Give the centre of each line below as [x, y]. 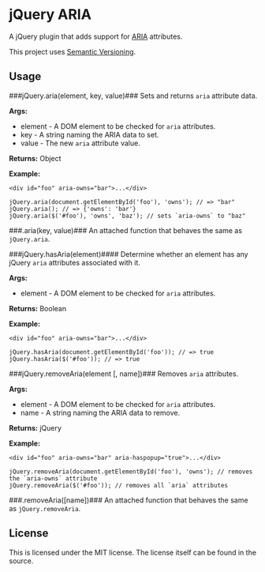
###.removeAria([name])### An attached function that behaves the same [129, 500]
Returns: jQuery [35, 427]
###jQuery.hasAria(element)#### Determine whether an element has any [129, 254]
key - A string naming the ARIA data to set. [90, 134]
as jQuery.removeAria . [45, 508]
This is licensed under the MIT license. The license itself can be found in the [133, 552]
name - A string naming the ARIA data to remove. [100, 412]
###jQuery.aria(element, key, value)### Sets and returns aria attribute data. [133, 96]
